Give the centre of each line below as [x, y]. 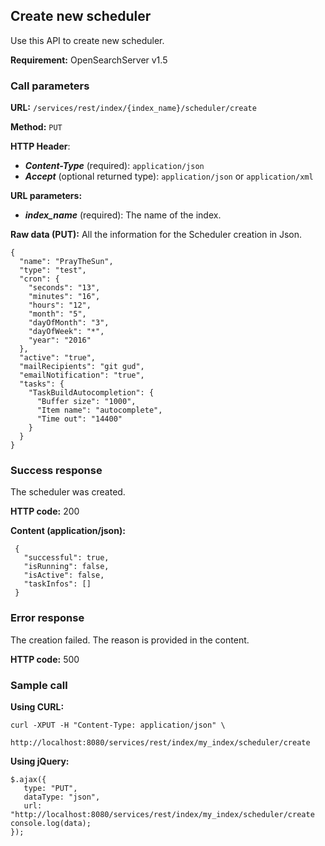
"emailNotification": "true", [82, 375]
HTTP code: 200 [45, 511]
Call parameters [50, 86]
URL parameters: [46, 196]
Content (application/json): [68, 531]
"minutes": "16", [64, 297]
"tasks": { [42, 384]
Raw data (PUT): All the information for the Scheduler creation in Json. [156, 235]
